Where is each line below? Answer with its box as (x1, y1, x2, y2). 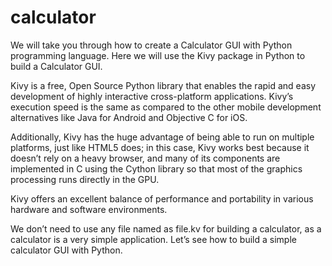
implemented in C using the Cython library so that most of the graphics (10, 162, 303, 175)
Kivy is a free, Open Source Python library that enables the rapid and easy (10, 79, 317, 91)
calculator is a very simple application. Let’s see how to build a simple (10, 233, 297, 245)
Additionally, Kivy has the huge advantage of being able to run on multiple (10, 131, 315, 143)
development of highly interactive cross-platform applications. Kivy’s (10, 90, 294, 102)
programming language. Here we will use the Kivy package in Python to (10, 49, 306, 61)
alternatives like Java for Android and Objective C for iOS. (10, 111, 248, 123)
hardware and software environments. (10, 203, 168, 215)
